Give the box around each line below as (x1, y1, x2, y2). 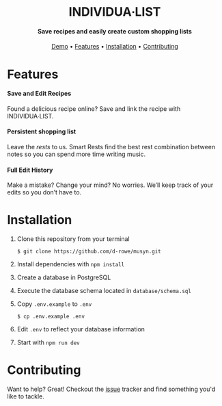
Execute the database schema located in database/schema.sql (16, 287, 191, 295)
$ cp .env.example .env (16, 313, 85, 320)
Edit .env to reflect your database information (16, 325, 145, 333)
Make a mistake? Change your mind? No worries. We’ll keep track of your (7, 181, 214, 189)
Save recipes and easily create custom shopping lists (37, 27, 193, 35)
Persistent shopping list (7, 127, 77, 136)
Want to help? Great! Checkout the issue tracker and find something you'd (7, 385, 216, 394)
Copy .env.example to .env (16, 300, 92, 308)
